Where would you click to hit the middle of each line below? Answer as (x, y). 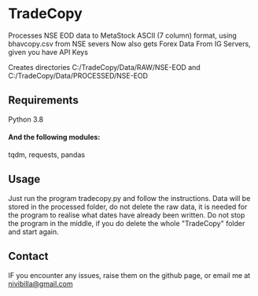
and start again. (33, 232)
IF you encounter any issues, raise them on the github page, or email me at (129, 275)
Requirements (43, 100)
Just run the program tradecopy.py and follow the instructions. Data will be (129, 198)
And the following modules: (54, 137)
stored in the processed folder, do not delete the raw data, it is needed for (128, 206)
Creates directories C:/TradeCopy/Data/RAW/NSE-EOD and (104, 67)
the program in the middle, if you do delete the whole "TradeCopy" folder (127, 223)
